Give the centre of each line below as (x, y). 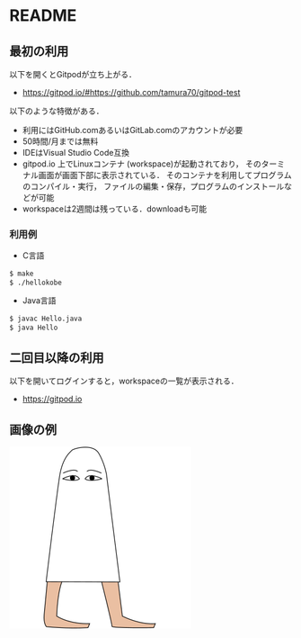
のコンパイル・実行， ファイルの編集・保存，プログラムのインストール (153, 186)
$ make (22, 274)
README (43, 16)
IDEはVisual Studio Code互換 (76, 153)
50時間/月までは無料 (60, 141)
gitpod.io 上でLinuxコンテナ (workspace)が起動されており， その (142, 164)
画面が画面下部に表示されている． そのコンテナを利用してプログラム (165, 175)
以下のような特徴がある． (57, 111)
